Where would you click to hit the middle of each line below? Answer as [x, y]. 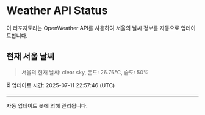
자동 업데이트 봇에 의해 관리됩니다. [47, 105]
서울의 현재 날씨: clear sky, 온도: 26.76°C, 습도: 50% [85, 72]
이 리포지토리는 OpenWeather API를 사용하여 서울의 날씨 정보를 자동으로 [93, 28]
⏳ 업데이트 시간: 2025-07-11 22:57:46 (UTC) [61, 85]
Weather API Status [57, 11]
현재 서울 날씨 [31, 57]
